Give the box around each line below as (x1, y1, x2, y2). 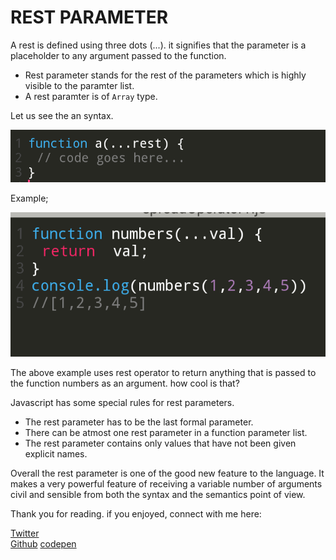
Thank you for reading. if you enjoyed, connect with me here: (10, 508, 262, 520)
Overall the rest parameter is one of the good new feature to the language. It (10, 467, 325, 479)
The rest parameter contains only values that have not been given (24, 437, 297, 449)
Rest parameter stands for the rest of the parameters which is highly (24, 69, 307, 81)
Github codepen (10, 538, 77, 550)
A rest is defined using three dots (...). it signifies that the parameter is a (10, 39, 307, 51)
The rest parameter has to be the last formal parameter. (24, 416, 254, 428)
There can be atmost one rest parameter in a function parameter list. (24, 427, 308, 438)
